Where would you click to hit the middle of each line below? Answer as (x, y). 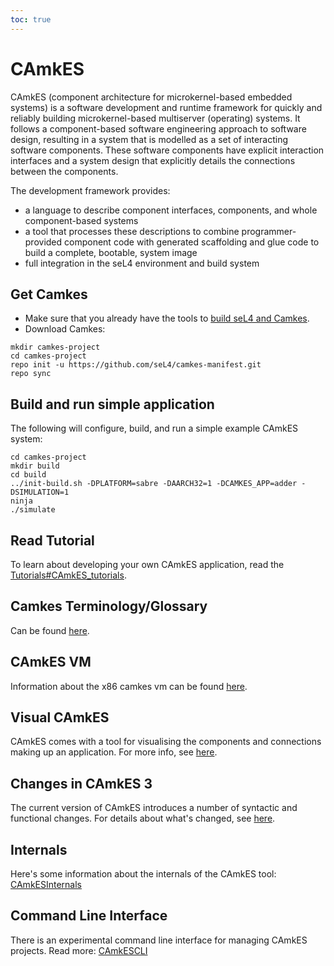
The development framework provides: (90, 190)
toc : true (31, 19)
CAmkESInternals (46, 885)
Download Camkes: (65, 329)
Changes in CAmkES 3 (81, 783)
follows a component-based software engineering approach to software (158, 128)
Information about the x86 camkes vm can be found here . (129, 686)
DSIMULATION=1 (40, 492)
